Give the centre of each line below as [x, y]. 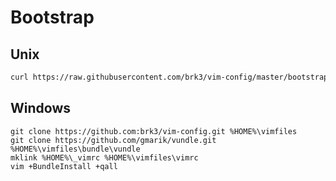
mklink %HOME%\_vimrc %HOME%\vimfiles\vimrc [104, 157]
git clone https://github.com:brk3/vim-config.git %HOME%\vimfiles [154, 131]
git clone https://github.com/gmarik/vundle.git [113, 140]
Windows [40, 108]
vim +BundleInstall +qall [64, 166]
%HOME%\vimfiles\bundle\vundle [75, 149]
